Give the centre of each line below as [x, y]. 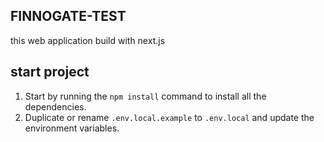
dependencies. [55, 106]
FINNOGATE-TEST [68, 16]
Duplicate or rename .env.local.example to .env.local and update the [169, 117]
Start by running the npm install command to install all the [145, 96]
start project [50, 72]
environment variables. [72, 128]
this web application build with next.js [88, 40]
